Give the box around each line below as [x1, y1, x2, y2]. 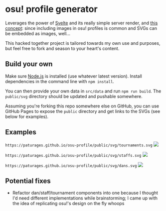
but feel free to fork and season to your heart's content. [5, 45, 120, 51]
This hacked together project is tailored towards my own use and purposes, [5, 40, 161, 46]
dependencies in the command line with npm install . [5, 78, 115, 84]
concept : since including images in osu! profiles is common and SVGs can [5, 25, 157, 31]
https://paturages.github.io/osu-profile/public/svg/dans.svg [5, 163, 137, 168]
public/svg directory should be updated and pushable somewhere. [5, 93, 143, 99]
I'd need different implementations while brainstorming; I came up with [12, 195, 158, 201]
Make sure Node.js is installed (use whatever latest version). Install [5, 73, 142, 79]
